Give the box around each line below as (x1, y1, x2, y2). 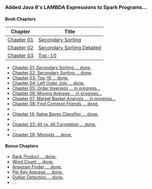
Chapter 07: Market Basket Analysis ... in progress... (12, 96, 116, 102)
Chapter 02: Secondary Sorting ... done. (12, 70, 92, 76)
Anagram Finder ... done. (12, 164, 62, 170)
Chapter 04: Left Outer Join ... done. (12, 80, 85, 86)
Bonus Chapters (5, 143, 39, 149)
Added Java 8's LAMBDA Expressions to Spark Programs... (5, 4, 148, 11)
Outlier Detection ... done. (12, 174, 64, 180)
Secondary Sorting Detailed (38, 44, 101, 51)
